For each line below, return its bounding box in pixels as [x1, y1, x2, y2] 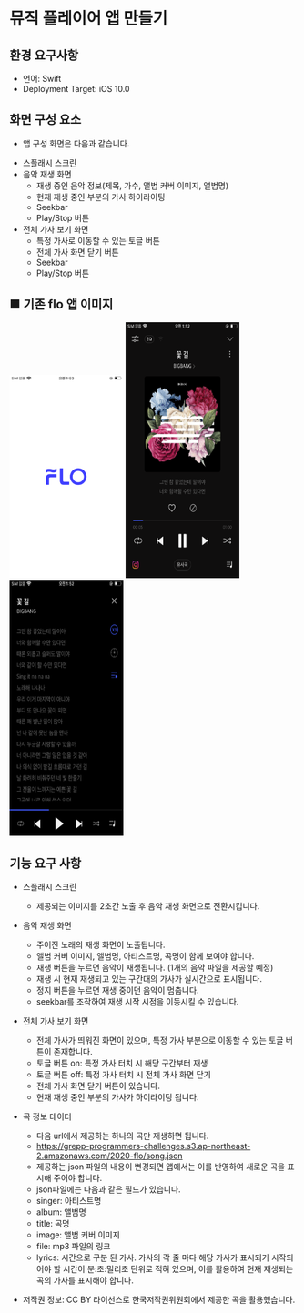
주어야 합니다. [53, 1173, 103, 1184]
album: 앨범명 [35, 1207, 86, 1217]
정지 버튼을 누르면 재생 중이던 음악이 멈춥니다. [35, 985, 199, 996]
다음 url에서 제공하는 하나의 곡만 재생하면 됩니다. [35, 1130, 209, 1142]
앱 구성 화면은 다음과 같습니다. [22, 137, 130, 148]
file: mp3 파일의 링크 [35, 1241, 111, 1252]
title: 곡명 [35, 1218, 70, 1229]
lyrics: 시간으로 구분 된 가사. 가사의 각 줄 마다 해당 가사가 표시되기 [35, 1252, 270, 1263]
